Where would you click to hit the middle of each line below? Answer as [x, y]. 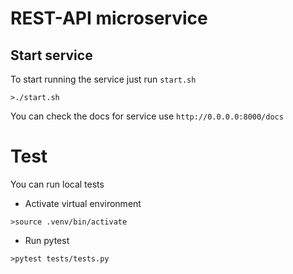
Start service [51, 55]
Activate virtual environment [83, 203]
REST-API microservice [109, 18]
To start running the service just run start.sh [103, 79]
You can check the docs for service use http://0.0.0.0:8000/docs [147, 116]
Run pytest [47, 240]
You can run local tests [57, 184]
